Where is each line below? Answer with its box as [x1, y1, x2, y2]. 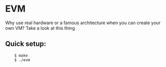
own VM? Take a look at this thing [5, 25, 75, 31]
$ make [14, 53, 28, 58]
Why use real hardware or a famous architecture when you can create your [5, 20, 161, 26]
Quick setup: [5, 40, 46, 48]
